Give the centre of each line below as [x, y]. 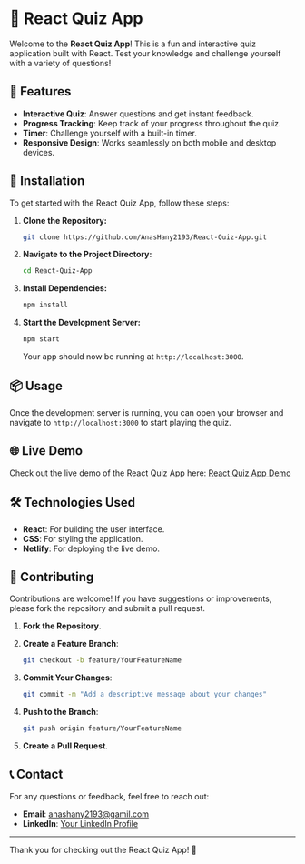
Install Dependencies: [64, 288]
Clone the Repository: [64, 220]
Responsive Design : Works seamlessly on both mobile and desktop [149, 142]
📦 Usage [36, 386]
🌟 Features [40, 91]
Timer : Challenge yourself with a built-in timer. [110, 133]
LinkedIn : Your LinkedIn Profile [80, 823]
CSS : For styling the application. [83, 538]
